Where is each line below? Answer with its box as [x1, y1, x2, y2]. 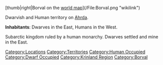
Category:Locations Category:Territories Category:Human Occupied [5, 49, 146, 54]
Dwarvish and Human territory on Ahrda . [5, 14, 89, 20]
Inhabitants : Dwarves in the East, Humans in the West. [5, 24, 118, 30]
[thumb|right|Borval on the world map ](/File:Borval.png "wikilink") [5, 5, 141, 10]
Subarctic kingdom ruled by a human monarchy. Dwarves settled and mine [5, 34, 159, 39]
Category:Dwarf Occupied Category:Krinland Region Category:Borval [5, 54, 148, 60]
